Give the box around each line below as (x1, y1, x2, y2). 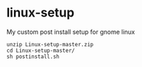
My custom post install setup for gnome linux (6, 28, 136, 36)
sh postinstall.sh (6, 53, 60, 60)
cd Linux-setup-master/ (6, 47, 76, 54)
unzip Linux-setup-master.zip (6, 41, 94, 48)
